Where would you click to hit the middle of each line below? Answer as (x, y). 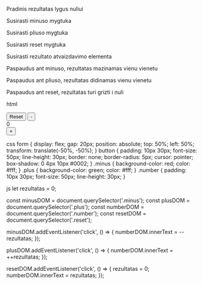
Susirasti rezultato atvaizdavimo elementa (59, 57)
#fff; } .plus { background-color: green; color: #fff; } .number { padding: (97, 170)
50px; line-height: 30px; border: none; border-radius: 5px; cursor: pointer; (100, 157)
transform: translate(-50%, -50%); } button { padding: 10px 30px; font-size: (102, 150)
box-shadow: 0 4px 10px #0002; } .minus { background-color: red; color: (98, 163)
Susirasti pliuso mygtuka (37, 33)
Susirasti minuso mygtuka (39, 21)
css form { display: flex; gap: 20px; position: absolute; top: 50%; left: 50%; (101, 144)
